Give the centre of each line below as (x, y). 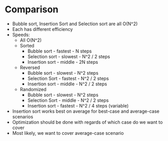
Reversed (30, 67)
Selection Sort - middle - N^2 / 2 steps (68, 100)
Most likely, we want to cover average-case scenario (68, 133)
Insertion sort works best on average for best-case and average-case (86, 111)
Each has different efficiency (43, 29)
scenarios (23, 116)
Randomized (33, 89)
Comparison (32, 10)
